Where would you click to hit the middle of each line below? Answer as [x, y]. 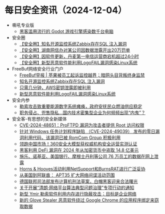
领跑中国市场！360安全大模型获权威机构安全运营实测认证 [78, 143]
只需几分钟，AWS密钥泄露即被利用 [55, 87]
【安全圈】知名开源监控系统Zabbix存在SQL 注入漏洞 [73, 43]
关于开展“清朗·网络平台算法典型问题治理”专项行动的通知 [77, 187]
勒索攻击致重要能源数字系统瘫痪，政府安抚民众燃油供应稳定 [81, 106]
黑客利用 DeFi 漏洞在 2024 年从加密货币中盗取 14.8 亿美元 [79, 150]
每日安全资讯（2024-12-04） [66, 10]
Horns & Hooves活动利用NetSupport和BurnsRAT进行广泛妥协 [82, 168]
